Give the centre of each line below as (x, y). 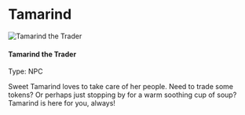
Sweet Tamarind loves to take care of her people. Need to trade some (121, 87)
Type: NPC (26, 71)
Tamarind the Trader (42, 54)
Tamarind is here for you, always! (62, 103)
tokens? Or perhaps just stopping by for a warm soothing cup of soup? (122, 95)
